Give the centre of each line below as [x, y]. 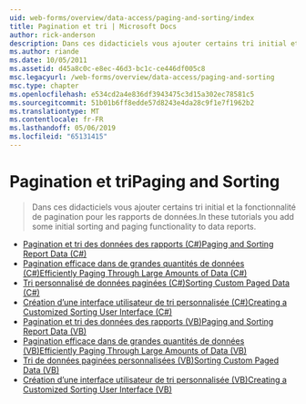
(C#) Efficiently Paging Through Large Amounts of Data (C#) [135, 273]
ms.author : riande [44, 52]
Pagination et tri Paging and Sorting [145, 182]
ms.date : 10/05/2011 [49, 60]
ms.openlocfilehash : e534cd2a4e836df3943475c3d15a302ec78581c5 [132, 94]
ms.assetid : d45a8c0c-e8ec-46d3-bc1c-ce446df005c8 [107, 69]
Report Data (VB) [55, 331]
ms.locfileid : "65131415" [58, 137]
